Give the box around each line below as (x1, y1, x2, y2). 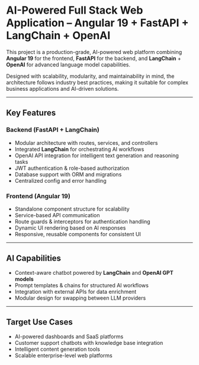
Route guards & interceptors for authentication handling (14, 218, 150, 225)
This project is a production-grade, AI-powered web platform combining (6, 48, 182, 55)
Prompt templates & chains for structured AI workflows (14, 281, 149, 288)
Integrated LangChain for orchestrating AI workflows (14, 145, 145, 153)
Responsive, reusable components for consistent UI (14, 230, 141, 237)
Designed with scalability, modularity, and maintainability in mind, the (6, 72, 175, 80)
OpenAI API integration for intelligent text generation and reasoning (14, 152, 179, 159)
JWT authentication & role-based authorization (14, 164, 129, 172)
